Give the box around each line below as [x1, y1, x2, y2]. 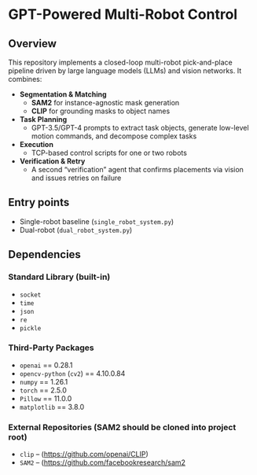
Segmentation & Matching [19, 90, 108, 99]
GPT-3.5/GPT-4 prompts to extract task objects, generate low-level [31, 123, 249, 132]
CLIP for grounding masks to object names [31, 106, 171, 116]
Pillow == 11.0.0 [19, 393, 72, 403]
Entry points [8, 196, 70, 209]
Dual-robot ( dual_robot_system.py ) [19, 225, 133, 234]
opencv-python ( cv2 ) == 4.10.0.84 [19, 368, 126, 378]
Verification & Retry [19, 156, 86, 166]
